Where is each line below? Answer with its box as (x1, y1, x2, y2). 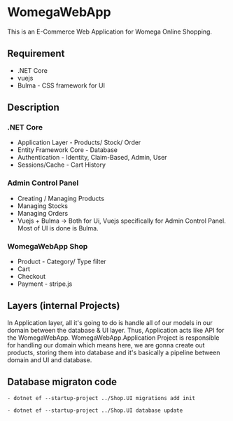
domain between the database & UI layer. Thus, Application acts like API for (7, 326, 225, 334)
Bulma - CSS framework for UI (17, 81, 105, 90)
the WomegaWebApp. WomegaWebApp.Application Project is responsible (7, 333, 220, 342)
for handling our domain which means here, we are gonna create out (7, 340, 205, 349)
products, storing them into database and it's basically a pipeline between (7, 348, 220, 357)
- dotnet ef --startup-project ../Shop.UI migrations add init (7, 394, 196, 401)
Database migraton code (7, 376, 118, 388)
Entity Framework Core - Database (17, 146, 118, 154)
